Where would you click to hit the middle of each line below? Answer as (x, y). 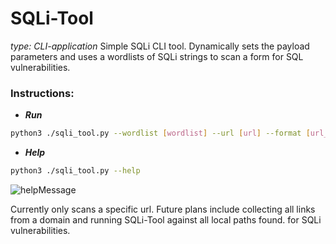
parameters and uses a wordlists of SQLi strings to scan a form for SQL (157, 56)
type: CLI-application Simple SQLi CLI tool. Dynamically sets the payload (160, 46)
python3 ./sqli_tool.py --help (75, 171)
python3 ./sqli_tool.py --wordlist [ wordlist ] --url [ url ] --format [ (160, 133)
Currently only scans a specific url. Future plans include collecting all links (163, 209)
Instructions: (42, 93)
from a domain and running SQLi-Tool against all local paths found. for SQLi (166, 219)
